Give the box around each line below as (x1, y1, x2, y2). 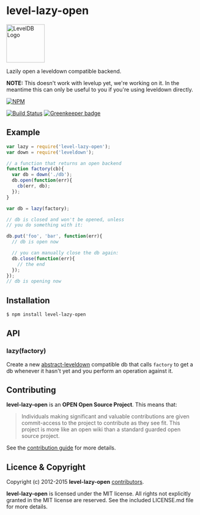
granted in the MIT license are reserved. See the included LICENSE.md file (6, 497, 194, 504)
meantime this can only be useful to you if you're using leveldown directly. (6, 86, 194, 93)
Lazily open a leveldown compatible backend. (6, 67, 122, 75)
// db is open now (12, 239, 59, 245)
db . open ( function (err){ (12, 177, 72, 183)
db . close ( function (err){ (12, 255, 75, 262)
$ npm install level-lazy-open (6, 311, 86, 318)
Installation (6, 295, 50, 306)
